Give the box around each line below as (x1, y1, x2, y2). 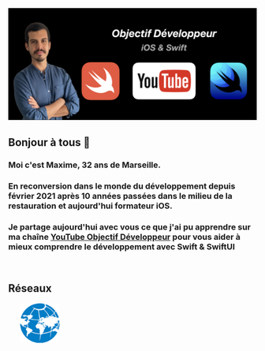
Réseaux (8, 282, 52, 295)
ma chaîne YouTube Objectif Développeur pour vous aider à (8, 231, 241, 242)
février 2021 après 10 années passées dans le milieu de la (8, 190, 233, 201)
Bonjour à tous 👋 (8, 136, 91, 149)
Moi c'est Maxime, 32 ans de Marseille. (8, 159, 162, 170)
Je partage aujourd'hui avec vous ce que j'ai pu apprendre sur (8, 221, 251, 232)
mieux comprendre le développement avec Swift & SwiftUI (8, 241, 235, 252)
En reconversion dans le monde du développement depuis (8, 181, 236, 192)
